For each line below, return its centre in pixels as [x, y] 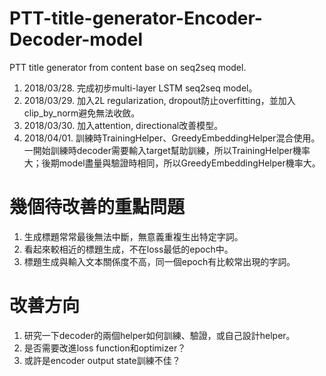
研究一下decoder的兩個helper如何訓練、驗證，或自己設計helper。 [159, 335]
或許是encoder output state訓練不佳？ [102, 360]
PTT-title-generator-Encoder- [136, 18]
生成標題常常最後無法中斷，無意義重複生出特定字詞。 [133, 236]
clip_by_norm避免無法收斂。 [82, 113]
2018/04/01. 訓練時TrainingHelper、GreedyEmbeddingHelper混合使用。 [172, 138]
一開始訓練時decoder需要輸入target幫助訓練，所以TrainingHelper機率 [167, 150]
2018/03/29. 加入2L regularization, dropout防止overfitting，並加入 [159, 100]
